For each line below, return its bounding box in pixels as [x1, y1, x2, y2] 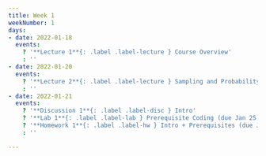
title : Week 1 [8, 11, 55, 20]
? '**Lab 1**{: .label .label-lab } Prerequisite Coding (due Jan [22, 114, 246, 122]
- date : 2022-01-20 [8, 63, 73, 71]
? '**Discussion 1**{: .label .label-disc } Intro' [22, 107, 196, 115]
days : [8, 26, 26, 34]
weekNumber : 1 [8, 19, 55, 27]
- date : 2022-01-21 [8, 92, 73, 100]
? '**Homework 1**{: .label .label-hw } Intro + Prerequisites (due [22, 121, 253, 129]
